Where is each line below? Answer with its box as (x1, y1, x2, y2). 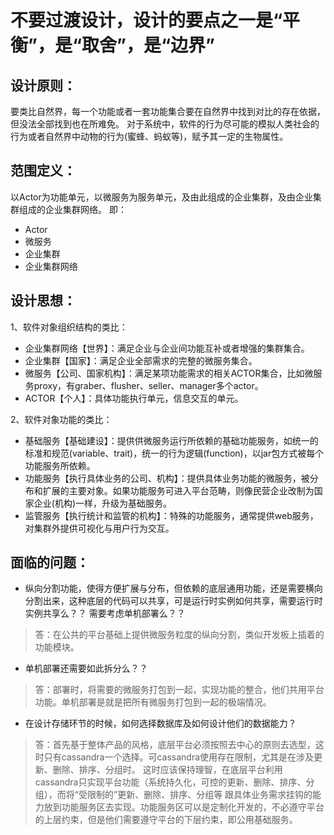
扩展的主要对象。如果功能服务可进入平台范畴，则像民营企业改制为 (42, 484, 315, 496)
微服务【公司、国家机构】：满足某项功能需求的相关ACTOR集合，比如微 (24, 367, 314, 379)
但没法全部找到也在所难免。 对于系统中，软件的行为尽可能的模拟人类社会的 (10, 118, 320, 130)
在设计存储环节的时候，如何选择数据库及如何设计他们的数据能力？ (24, 717, 297, 730)
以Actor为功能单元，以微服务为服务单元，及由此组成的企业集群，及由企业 (10, 191, 313, 203)
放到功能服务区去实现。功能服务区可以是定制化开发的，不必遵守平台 (43, 801, 325, 813)
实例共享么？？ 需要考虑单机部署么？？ (24, 607, 186, 620)
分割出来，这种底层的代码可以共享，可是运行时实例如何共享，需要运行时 (24, 595, 323, 607)
